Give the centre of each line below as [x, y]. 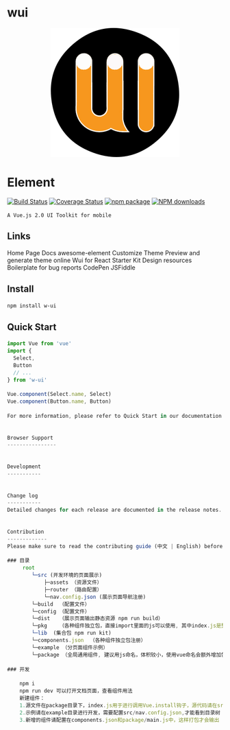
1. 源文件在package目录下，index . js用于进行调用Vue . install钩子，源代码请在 [118, 705]
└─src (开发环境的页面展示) [67, 575]
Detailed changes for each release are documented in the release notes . [115, 510]
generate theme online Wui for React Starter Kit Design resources [100, 260]
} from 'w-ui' [27, 380]
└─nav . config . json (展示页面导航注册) [95, 597]
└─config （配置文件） [61, 611]
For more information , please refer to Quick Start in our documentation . [116, 416]
